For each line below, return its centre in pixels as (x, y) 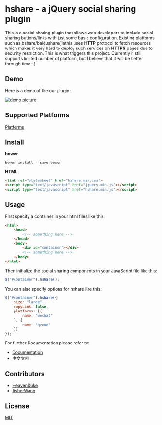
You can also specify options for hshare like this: (53, 289)
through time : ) (20, 64)
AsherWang (24, 391)
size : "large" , (29, 302)
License (17, 406)
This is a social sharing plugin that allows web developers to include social (79, 33)
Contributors (25, 374)
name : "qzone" (37, 325)
